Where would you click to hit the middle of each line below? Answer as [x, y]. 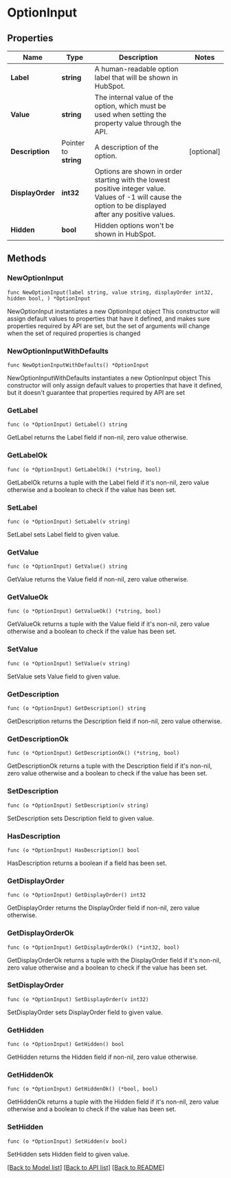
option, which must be [130, 106]
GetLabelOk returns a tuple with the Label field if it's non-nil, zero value [108, 482]
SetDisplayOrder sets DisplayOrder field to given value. [85, 1012]
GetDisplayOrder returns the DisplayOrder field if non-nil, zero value [103, 908]
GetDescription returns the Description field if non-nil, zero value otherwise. [114, 721]
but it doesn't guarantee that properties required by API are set [96, 392]
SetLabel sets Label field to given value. [64, 534]
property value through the [138, 123]
